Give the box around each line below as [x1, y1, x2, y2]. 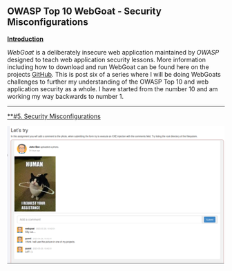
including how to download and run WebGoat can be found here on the [7, 62, 209, 71]
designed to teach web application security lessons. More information [7, 55, 206, 64]
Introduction [7, 35, 43, 43]
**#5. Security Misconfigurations [7, 112, 101, 120]
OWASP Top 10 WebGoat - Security [7, 6, 162, 17]
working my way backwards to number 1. [7, 92, 124, 100]
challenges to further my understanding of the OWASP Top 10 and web [7, 77, 209, 86]
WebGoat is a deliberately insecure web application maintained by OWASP [7, 48, 220, 56]
